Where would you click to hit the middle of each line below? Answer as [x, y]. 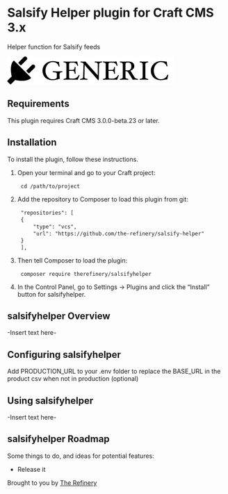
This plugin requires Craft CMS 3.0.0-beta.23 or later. [83, 120]
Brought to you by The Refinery [52, 483]
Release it [31, 469]
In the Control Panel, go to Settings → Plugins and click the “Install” [113, 287]
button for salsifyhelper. [51, 294]
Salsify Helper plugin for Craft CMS [111, 13]
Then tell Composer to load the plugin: [72, 260]
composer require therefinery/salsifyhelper [86, 274]
